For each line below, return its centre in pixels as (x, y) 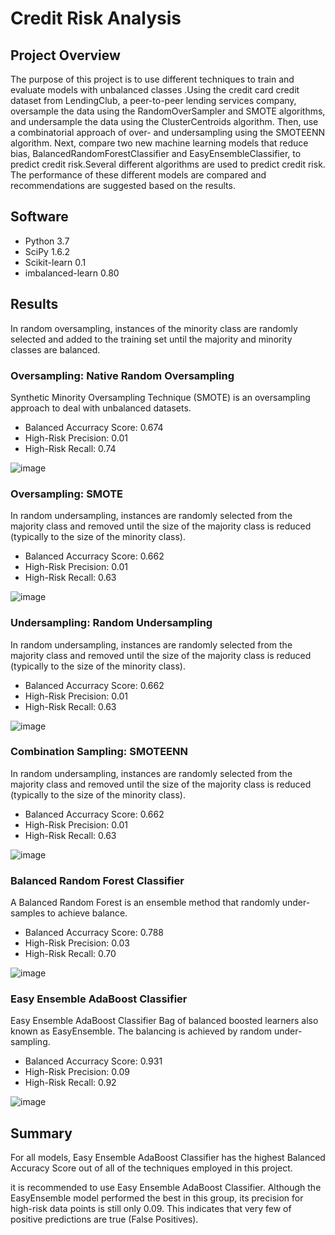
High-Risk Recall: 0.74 (70, 448)
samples (28, 913)
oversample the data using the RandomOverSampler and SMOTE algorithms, (168, 111)
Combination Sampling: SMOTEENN (99, 752)
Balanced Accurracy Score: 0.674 (94, 427)
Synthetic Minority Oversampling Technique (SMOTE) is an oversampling (160, 397)
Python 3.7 (47, 241)
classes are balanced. (55, 349)
